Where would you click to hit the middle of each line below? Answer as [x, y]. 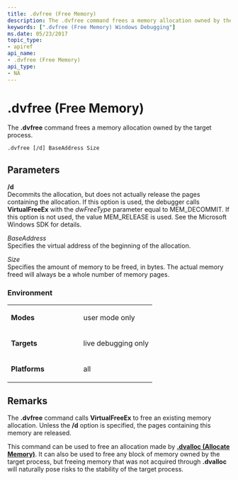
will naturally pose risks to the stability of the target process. [96, 469]
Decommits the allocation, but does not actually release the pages [104, 195]
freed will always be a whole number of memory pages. [89, 275]
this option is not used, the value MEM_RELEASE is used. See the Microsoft [117, 217]
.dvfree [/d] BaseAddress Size [53, 148]
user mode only [109, 317]
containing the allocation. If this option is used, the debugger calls [103, 202]
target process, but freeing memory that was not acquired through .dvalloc [117, 462]
